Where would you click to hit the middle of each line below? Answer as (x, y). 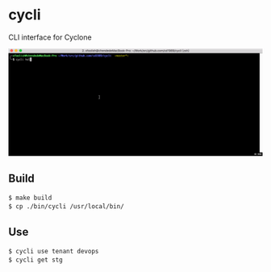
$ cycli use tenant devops (54, 251)
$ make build (30, 198)
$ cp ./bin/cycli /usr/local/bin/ (67, 207)
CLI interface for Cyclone (50, 37)
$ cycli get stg (35, 260)
